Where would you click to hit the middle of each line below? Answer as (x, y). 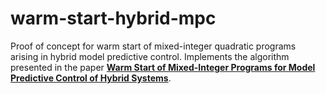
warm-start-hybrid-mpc (113, 18)
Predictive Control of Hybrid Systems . (91, 78)
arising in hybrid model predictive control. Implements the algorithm (150, 56)
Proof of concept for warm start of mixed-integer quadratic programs (153, 46)
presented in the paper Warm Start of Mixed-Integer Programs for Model (163, 67)
